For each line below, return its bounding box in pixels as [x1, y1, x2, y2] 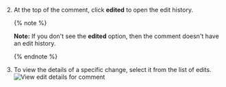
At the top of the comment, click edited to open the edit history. [13, 6, 194, 14]
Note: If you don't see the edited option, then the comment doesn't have [13, 32, 219, 40]
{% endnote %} [13, 52, 58, 60]
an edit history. [13, 39, 56, 47]
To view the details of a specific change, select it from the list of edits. [13, 66, 212, 73]
